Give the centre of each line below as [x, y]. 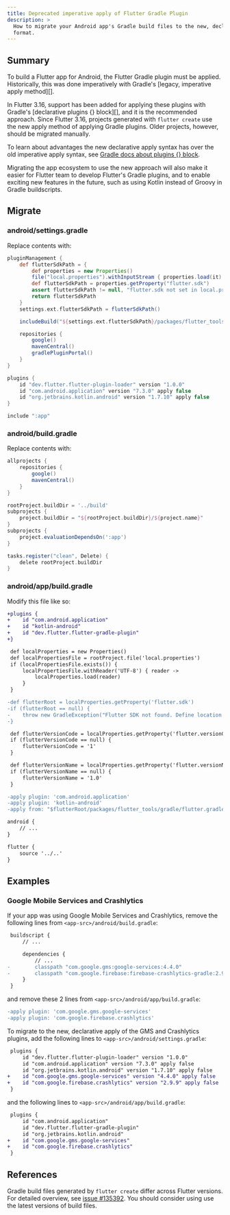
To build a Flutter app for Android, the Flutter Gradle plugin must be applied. [114, 77]
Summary [28, 60]
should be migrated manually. [49, 134]
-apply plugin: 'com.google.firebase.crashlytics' [81, 1018]
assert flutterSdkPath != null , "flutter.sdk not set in [114, 290]
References [32, 1174]
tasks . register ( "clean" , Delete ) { [58, 556]
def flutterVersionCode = [47, 734]
